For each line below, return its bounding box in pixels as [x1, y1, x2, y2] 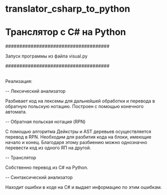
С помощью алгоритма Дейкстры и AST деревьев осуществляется [5, 128, 151, 135]
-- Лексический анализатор [5, 88, 66, 94]
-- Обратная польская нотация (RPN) [5, 119, 86, 125]
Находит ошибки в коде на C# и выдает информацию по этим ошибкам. [5, 184, 162, 190]
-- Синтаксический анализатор [5, 174, 73, 181]
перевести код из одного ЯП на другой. [5, 145, 91, 151]
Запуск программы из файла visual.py [5, 53, 88, 59]
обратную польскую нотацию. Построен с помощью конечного [5, 103, 144, 109]
